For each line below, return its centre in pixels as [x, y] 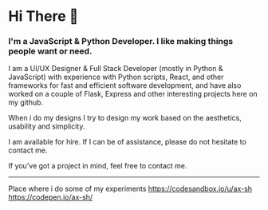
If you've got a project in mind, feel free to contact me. [98, 166]
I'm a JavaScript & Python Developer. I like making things [121, 42]
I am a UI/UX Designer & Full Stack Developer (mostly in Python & [116, 69]
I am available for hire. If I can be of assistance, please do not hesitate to [128, 142]
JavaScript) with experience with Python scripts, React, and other [116, 77]
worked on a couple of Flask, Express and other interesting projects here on [133, 94]
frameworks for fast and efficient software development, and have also [125, 85]
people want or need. [50, 51]
